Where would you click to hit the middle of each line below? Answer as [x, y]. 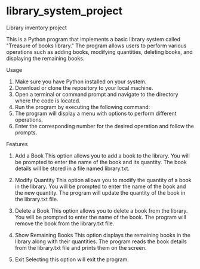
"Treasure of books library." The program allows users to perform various [96, 46]
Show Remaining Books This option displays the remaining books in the [103, 235]
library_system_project [64, 11]
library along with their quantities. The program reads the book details [101, 241]
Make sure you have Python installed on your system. [81, 81]
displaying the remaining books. [45, 58]
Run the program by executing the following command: [82, 107]
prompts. [26, 132]
